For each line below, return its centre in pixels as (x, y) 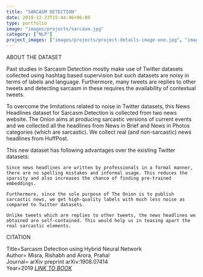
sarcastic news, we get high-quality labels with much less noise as (96, 200)
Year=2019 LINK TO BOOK (39, 268)
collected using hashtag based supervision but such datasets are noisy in (98, 75)
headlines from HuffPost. (37, 138)
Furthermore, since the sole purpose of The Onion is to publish (90, 194)
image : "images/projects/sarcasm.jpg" (55, 29)
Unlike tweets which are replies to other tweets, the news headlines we (101, 215)
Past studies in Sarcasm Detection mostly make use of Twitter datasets (95, 69)
